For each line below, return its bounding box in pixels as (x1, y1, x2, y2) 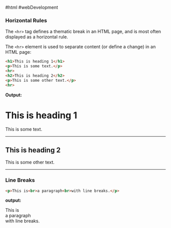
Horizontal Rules (5, 17, 47, 24)
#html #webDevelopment (5, 5, 59, 10)
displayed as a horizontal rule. (5, 34, 68, 40)
